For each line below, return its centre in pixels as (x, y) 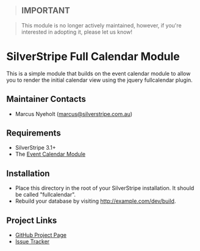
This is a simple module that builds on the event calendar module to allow (98, 73)
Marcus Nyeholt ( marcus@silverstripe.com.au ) (74, 114)
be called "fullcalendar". (45, 195)
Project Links (32, 220)
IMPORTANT (45, 11)
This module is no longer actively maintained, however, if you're (101, 25)
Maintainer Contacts (46, 99)
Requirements (34, 133)
